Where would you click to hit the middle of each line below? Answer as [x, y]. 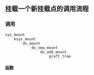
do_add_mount [53, 52]
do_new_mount [44, 48]
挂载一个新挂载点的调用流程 [47, 9]
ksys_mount [25, 39]
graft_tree [60, 56]
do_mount [32, 43]
